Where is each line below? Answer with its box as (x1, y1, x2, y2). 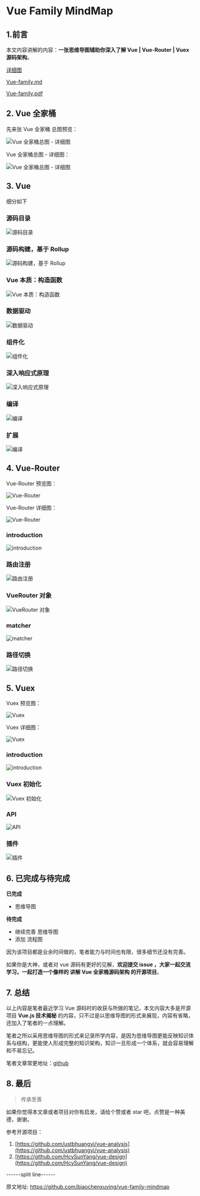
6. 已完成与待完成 (6, 873, 70, 883)
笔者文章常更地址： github (6, 1059, 69, 1067)
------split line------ (6, 1170, 55, 1178)
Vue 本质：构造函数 (6, 276, 62, 284)
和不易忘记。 (6, 1046, 37, 1054)
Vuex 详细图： (6, 724, 42, 731)
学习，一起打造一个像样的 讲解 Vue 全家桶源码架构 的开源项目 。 (6, 968, 162, 976)
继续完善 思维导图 (14, 928, 58, 936)
